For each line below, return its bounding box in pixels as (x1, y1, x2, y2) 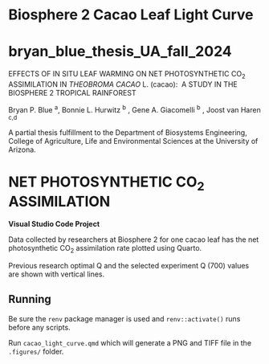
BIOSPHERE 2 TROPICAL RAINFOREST (8, 88, 137, 97)
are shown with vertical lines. (8, 269, 105, 279)
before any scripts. (8, 322, 71, 332)
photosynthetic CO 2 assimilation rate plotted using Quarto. (8, 243, 202, 255)
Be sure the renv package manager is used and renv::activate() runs (8, 313, 241, 323)
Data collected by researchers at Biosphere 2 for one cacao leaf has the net (8, 235, 259, 244)
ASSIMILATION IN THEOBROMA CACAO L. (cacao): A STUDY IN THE (8, 79, 238, 89)
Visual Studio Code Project (8, 219, 100, 229)
